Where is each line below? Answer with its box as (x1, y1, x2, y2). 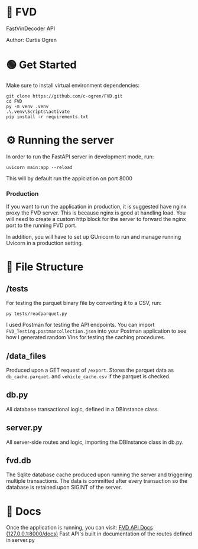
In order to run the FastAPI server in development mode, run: (6, 153, 154, 160)
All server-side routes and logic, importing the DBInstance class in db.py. (6, 438, 184, 446)
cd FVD (6, 98, 22, 104)
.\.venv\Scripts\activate (6, 109, 70, 115)
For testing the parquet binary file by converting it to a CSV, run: (6, 300, 162, 307)
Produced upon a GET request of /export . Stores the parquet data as (6, 366, 174, 373)
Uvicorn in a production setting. (6, 239, 83, 247)
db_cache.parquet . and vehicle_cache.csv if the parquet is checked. (6, 372, 171, 380)
